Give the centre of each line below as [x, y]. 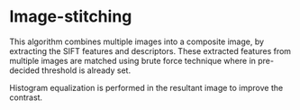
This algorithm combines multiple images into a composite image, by [136, 41]
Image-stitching [71, 17]
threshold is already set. [86, 70]
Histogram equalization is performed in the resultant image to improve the [146, 87]
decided [25, 70]
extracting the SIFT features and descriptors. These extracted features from [150, 50]
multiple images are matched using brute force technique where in [133, 60]
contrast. [26, 97]
